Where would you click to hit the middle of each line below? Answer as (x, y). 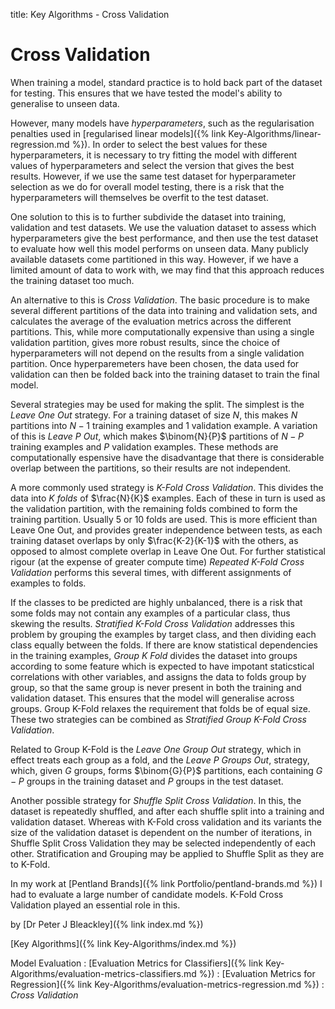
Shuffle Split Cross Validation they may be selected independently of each (163, 843)
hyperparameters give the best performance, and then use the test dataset (164, 238)
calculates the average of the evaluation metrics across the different (151, 321)
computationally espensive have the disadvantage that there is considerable (167, 457)
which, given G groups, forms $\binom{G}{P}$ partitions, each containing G (166, 770)
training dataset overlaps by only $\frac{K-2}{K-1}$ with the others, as (154, 540)
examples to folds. (48, 583)
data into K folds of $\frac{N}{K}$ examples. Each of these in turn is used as (168, 498)
